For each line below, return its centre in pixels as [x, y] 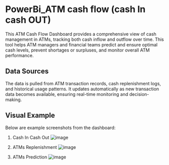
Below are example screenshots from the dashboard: [60, 128]
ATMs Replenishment [35, 147]
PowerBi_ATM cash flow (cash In [75, 9]
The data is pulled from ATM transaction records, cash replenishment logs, [83, 83]
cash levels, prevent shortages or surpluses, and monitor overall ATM [78, 50]
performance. [19, 55]
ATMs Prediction [30, 157]
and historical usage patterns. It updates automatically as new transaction [82, 89]
